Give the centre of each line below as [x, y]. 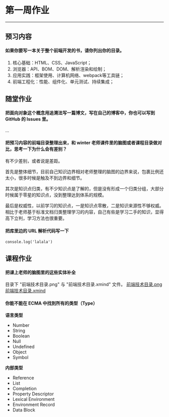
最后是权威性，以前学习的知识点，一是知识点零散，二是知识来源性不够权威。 [84, 206]
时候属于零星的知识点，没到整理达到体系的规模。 [56, 195]
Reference [23, 378]
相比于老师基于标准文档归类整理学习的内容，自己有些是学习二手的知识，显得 [84, 212]
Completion [24, 389]
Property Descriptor [33, 394]
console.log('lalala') [29, 242]
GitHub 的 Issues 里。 [28, 119]
